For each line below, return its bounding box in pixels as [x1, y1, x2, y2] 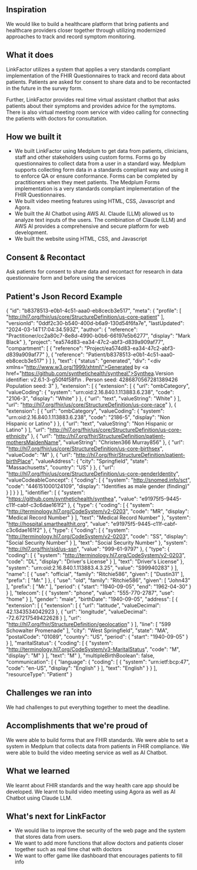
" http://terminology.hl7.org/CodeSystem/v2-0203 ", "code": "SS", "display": [6, 533, 188, 540]
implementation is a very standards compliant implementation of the [14, 185, 180, 192]
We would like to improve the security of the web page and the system [14, 827, 186, 834]
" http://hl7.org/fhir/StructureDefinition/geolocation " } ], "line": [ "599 [6, 621, 171, 628]
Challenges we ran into [6, 688, 92, 698]
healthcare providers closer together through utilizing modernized [6, 27, 166, 34]
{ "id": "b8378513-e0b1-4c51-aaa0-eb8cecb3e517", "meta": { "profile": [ [6, 307, 182, 315]
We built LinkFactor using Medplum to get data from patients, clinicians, [14, 148, 189, 155]
